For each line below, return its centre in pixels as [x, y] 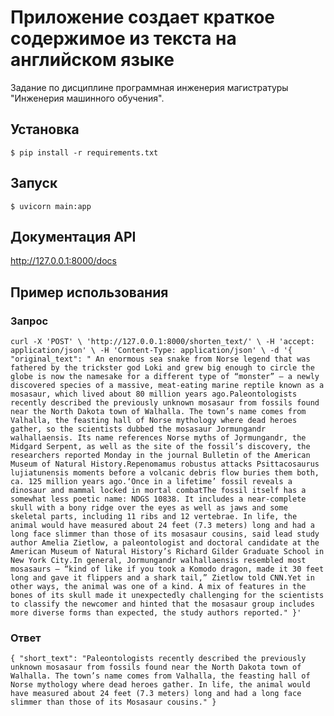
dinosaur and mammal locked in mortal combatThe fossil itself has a [158, 491]
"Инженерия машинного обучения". [87, 98]
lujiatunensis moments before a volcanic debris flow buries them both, [165, 473]
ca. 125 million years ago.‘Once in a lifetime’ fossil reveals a [151, 482]
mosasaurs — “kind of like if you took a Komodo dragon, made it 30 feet [167, 569]
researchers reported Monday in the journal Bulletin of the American [160, 456]
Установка [45, 129]
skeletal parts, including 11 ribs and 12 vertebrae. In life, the [154, 517]
